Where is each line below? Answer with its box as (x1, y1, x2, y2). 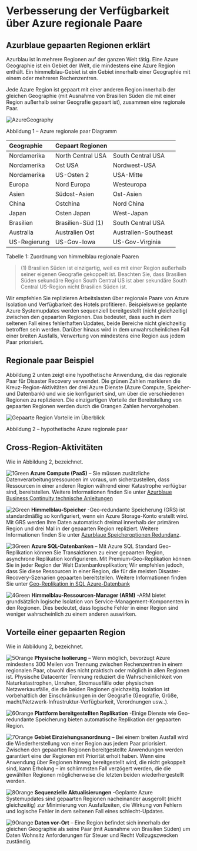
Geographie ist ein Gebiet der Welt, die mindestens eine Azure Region (6, 62, 175, 69)
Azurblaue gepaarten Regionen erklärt (6, 40, 151, 50)
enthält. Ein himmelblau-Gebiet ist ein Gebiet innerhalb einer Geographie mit (6, 68, 191, 75)
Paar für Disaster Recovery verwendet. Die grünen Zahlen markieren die (6, 377, 181, 385)
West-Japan (112, 209, 148, 217)
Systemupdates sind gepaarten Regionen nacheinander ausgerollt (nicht (6, 795, 182, 803)
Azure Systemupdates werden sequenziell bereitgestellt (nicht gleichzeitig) (6, 307, 188, 314)
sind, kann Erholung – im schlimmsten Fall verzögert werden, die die (6, 765, 172, 772)
